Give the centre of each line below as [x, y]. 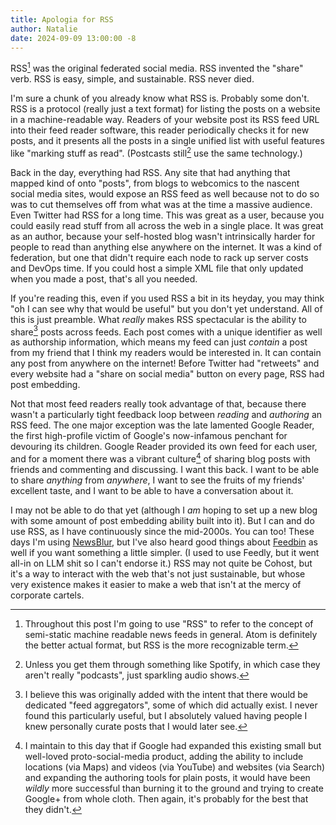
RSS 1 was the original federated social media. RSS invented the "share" [157, 68]
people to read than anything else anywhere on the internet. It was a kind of [166, 247]
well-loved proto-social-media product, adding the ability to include [164, 756]
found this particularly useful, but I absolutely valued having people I [166, 715]
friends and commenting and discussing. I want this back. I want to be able [165, 469]
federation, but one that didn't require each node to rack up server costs [159, 257]
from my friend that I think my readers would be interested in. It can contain [166, 353]
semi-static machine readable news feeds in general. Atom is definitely [171, 634]
